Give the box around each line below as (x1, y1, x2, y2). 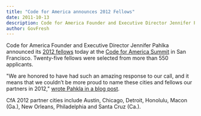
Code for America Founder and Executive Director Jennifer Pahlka (6, 42, 169, 49)
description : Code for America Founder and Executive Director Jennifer (6, 20, 191, 26)
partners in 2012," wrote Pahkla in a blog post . (6, 85, 120, 93)
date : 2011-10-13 (6, 14, 50, 20)
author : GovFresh (6, 25, 50, 32)
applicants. (6, 61, 33, 68)
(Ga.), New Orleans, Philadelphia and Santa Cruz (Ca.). (6, 103, 141, 111)
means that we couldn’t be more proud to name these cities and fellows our (6, 79, 193, 86)
